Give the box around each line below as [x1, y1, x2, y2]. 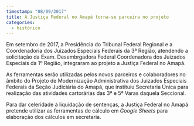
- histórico [11, 25, 41, 31]
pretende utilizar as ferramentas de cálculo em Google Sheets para [6, 107, 168, 114]
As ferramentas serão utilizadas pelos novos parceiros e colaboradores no [6, 71, 186, 78]
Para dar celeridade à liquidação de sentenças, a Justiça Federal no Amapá [6, 101, 189, 108]
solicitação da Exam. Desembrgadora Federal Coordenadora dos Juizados [6, 53, 186, 60]
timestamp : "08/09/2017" [6, 8, 67, 15]
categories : [6, 19, 35, 25]
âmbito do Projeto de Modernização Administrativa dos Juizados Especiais [6, 77, 187, 84]
